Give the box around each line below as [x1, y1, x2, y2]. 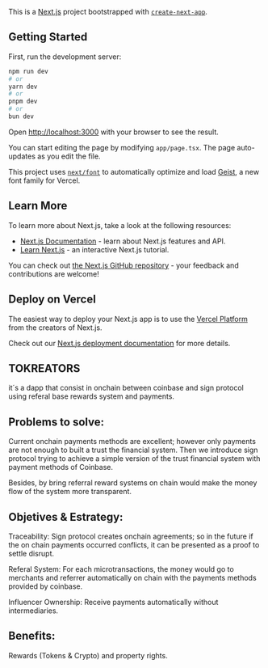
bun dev [8, 112, 35, 120]
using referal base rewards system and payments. [8, 391, 175, 401]
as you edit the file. [37, 151, 101, 161]
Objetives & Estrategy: [8, 509, 124, 524]
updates [8, 151, 36, 161]
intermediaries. [8, 606, 59, 615]
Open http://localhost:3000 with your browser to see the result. [8, 127, 220, 137]
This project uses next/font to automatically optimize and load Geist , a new [8, 167, 260, 176]
